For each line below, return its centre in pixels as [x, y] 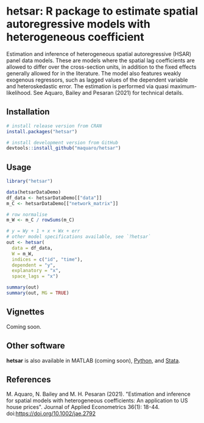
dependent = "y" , [34, 265]
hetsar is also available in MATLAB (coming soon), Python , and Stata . [93, 360]
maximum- [183, 86]
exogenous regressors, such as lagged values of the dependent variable [97, 80]
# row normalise [27, 214]
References [29, 379]
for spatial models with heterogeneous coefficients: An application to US [97, 400]
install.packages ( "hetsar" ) [42, 131]
